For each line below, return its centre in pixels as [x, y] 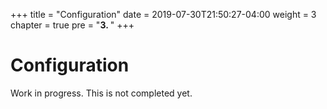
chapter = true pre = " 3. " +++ [72, 25]
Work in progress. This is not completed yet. [101, 93]
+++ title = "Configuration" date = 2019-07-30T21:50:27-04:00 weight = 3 [163, 14]
